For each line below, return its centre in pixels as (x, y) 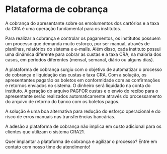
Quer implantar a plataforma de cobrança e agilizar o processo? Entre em (81, 141)
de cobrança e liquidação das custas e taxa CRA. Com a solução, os (76, 74)
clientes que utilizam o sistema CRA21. (45, 131)
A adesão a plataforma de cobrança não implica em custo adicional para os (83, 126)
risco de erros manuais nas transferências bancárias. (60, 116)
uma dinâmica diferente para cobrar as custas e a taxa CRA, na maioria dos (83, 54)
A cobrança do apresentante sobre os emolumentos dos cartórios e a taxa (82, 23)
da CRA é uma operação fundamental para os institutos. (63, 28)
